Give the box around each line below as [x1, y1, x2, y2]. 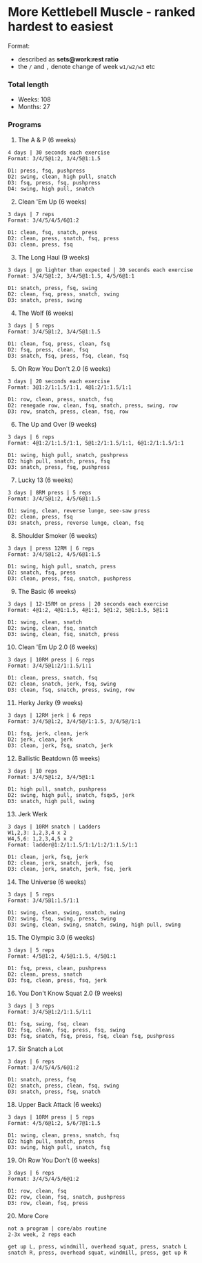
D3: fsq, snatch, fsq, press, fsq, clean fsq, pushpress [8, 1032, 175, 1039]
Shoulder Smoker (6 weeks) [17, 531, 97, 539]
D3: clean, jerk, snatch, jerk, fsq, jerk [8, 865, 132, 872]
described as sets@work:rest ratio [17, 55, 119, 63]
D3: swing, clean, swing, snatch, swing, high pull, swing [8, 921, 181, 928]
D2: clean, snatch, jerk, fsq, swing [8, 680, 117, 687]
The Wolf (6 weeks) [17, 309, 74, 317]
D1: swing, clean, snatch [8, 619, 82, 626]
